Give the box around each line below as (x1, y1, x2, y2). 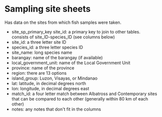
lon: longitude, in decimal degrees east (11, 85, 89, 91)
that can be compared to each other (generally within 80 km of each (11, 96, 148, 101)
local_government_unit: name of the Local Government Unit (11, 60, 130, 66)
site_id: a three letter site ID (11, 39, 66, 45)
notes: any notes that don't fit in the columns (11, 106, 101, 112)
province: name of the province (11, 65, 75, 71)
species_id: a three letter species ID (11, 44, 83, 50)
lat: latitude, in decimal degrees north (11, 80, 86, 86)
